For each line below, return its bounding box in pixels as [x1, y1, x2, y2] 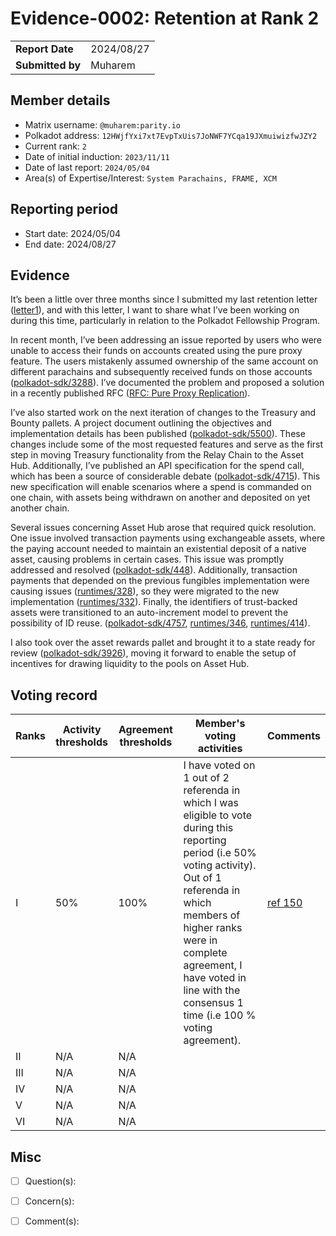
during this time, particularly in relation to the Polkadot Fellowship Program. [10, 315, 320, 327]
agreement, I [183, 958, 243, 972]
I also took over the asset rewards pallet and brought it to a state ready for [10, 637, 316, 649]
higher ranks [183, 921, 243, 935]
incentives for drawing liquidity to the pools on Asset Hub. [10, 658, 250, 670]
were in [183, 933, 218, 947]
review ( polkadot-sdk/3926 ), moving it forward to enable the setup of [10, 647, 297, 659]
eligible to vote [183, 808, 253, 822]
